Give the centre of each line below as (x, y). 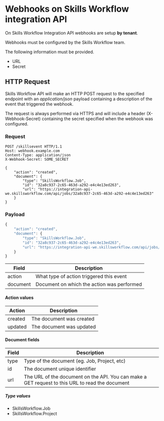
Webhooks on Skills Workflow (67, 9)
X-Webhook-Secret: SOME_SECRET (37, 160)
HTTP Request (28, 82)
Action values (19, 297)
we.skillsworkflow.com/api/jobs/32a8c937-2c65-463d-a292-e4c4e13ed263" (79, 194)
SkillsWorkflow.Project (34, 413)
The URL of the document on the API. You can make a (85, 377)
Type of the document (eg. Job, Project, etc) (75, 361)
